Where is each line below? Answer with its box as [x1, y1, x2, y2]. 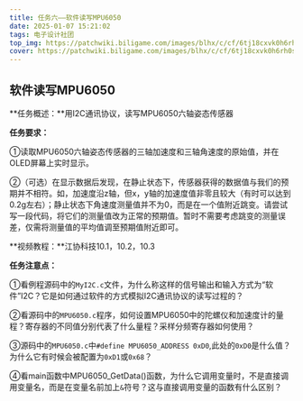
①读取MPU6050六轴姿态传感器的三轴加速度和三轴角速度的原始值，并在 [9, 146, 280, 157]
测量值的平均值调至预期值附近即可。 [48, 222, 183, 232]
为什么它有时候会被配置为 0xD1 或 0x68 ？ [9, 351, 153, 361]
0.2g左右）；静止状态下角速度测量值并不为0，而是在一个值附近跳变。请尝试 [9, 199, 289, 210]
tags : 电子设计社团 [9, 30, 75, 39]
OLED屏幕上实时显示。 [9, 157, 95, 168]
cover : [9, 47, 34, 56]
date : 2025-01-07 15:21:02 [9, 22, 111, 31]
